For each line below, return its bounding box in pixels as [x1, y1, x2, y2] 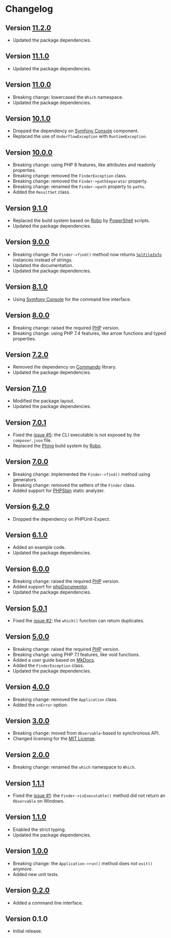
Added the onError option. [12, 702, 68, 708]
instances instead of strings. [12, 257, 73, 263]
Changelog [5, 3, 53, 15]
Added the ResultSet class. [12, 189, 71, 195]
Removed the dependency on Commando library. [12, 364, 117, 370]
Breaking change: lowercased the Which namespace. [12, 94, 124, 100]
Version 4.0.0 [5, 683, 50, 691]
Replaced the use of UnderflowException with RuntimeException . [12, 133, 147, 139]
